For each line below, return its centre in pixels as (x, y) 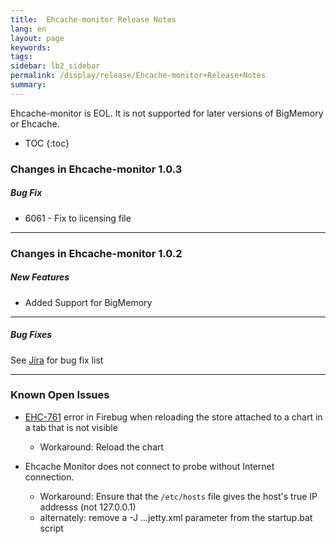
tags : (21, 57)
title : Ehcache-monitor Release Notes (93, 19)
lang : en (28, 29)
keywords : (31, 47)
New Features (40, 277)
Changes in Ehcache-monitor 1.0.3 (96, 169)
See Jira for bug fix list (57, 360)
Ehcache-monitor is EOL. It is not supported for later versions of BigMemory (167, 113)
